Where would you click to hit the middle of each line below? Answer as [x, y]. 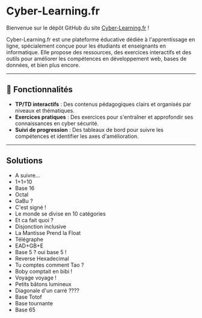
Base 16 [25, 188]
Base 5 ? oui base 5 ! [41, 252]
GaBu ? [24, 201]
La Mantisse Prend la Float [48, 232]
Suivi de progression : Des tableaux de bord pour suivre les [89, 129]
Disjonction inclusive [41, 226]
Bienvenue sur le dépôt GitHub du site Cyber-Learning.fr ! [78, 28]
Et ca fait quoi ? [34, 220]
